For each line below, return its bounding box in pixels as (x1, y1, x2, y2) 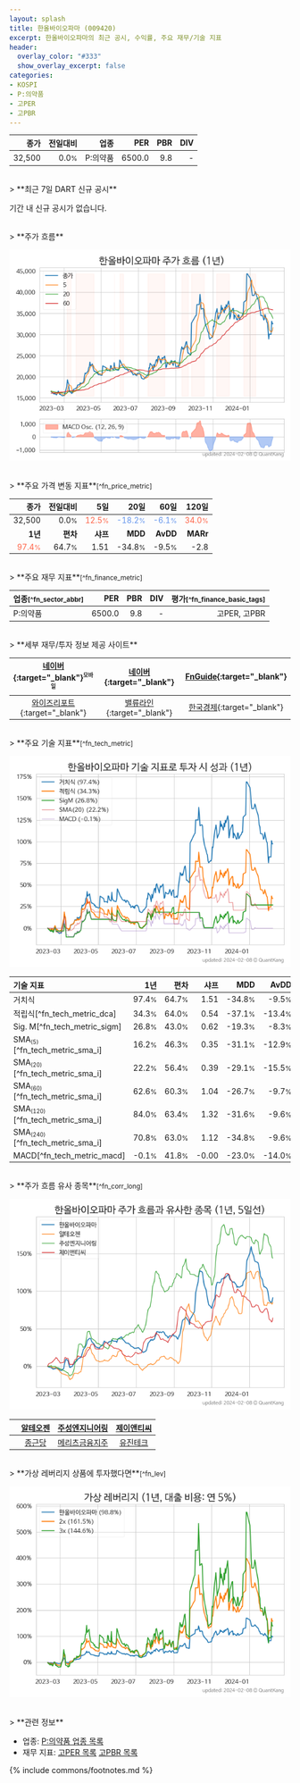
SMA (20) (12, 1057, 43, 1069)
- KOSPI (9, 80, 38, 89)
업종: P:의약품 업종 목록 (21, 1736, 104, 1746)
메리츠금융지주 (57, 1436, 109, 1447)
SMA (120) (12, 1103, 46, 1116)
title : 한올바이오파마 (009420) (9, 23, 117, 33)
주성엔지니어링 (57, 1422, 109, 1433)
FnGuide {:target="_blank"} (185, 671, 287, 682)
